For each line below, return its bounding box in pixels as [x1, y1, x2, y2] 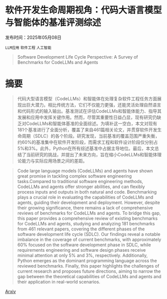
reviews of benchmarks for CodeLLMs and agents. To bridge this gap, [17, 210, 161, 216]
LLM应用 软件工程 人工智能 [5, 45, 52, 50]
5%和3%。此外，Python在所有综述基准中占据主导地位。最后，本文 [17, 145, 155, 151]
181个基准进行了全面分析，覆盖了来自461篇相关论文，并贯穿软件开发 [17, 126, 158, 132]
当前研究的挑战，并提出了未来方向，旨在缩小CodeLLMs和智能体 [26, 151, 158, 157]
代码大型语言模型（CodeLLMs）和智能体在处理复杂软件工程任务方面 [17, 96, 158, 101]
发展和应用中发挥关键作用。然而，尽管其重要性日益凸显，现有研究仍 [17, 114, 157, 120]
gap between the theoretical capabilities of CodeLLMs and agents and [17, 273, 162, 279]
